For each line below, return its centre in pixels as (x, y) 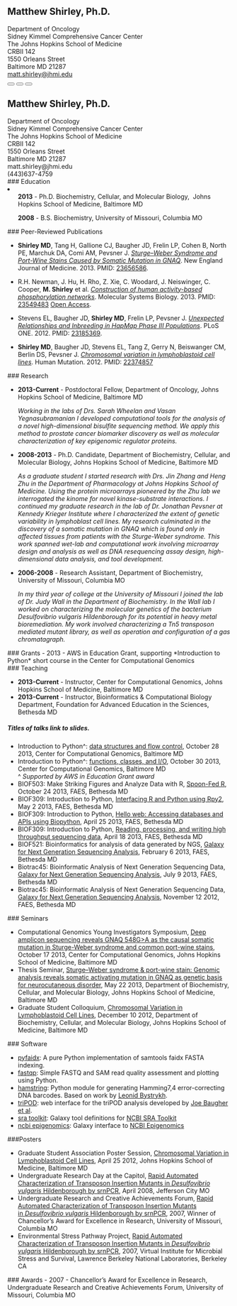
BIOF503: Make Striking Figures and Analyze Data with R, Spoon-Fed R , (122, 784)
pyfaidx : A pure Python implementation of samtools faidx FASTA (111, 1058)
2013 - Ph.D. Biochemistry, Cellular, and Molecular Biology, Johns (114, 196)
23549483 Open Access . (54, 304)
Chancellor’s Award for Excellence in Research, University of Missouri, (120, 1221)
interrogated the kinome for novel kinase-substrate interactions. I (113, 498)
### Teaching (28, 668)
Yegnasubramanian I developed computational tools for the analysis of (121, 418)
